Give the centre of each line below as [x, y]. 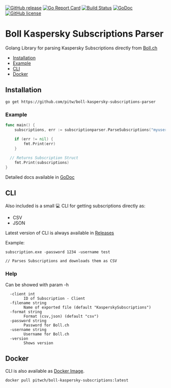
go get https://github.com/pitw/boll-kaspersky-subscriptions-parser [81, 102]
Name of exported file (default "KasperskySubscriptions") [88, 308]
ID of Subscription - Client [54, 299]
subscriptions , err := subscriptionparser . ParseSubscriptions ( [83, 130]
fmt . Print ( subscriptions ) [42, 163]
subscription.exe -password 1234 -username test [58, 252]
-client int [23, 294]
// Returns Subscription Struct [44, 158]
